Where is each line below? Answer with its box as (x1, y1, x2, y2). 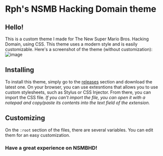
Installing (5, 66, 34, 74)
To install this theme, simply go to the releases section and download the (5, 78, 153, 84)
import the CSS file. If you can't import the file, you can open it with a (5, 94, 146, 100)
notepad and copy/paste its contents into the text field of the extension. (5, 100, 150, 105)
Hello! (5, 23, 24, 31)
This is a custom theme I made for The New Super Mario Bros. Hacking (5, 36, 149, 42)
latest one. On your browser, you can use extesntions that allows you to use (5, 84, 158, 90)
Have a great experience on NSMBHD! (5, 144, 98, 151)
